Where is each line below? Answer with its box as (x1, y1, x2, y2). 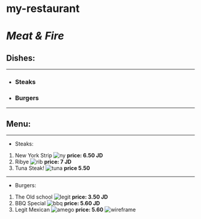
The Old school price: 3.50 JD (14, 193, 108, 200)
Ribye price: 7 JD (14, 158, 72, 166)
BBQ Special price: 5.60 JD (14, 200, 100, 207)
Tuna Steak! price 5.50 (14, 165, 90, 172)
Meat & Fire (6, 29, 65, 43)
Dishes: (6, 53, 35, 63)
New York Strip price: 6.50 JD (14, 152, 103, 159)
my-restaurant (6, 2, 80, 16)
